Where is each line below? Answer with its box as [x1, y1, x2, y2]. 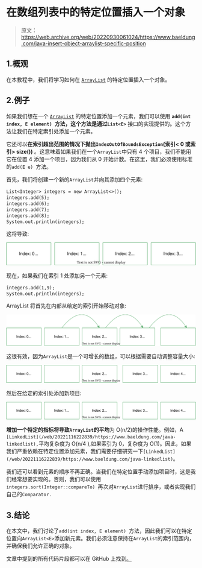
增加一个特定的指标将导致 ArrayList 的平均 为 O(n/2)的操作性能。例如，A [6, 426, 183, 434]
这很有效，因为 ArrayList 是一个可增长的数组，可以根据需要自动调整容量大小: [6, 352, 195, 359]
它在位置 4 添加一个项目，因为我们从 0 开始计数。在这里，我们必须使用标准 [6, 155, 193, 163]
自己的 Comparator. [6, 491, 52, 498]
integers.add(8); [6, 212, 50, 219]
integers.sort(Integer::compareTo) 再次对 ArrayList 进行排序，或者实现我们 [6, 483, 196, 490]
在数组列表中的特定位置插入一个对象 [6, 5, 186, 19]
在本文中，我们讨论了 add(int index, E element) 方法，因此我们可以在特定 [6, 527, 192, 534]
